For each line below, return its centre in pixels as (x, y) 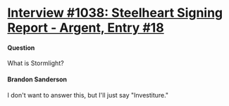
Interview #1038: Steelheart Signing (115, 13)
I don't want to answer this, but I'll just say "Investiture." (88, 95)
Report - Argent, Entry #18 (86, 28)
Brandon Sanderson (37, 79)
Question (21, 48)
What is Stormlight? (36, 63)
